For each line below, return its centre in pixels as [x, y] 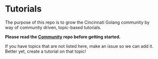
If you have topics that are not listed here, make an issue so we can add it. [79, 46]
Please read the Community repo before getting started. [63, 37]
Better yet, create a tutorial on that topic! [45, 51]
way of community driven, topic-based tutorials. [53, 27]
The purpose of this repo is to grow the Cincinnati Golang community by [77, 22]
